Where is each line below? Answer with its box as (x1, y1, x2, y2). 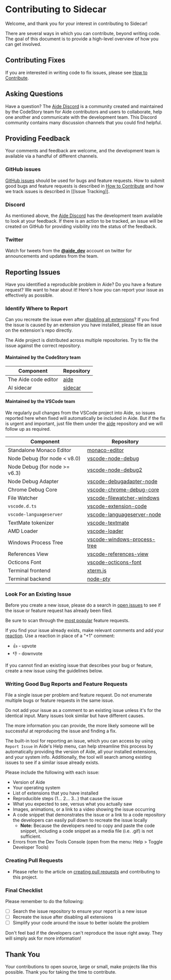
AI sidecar (8, 384, 32, 391)
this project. (12, 874, 38, 880)
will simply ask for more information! (5, 935, 81, 941)
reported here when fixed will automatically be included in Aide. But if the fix (5, 415, 165, 421)
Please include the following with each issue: (5, 770, 100, 776)
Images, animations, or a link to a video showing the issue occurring (12, 806, 156, 812)
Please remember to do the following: (5, 898, 84, 904)
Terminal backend (8, 575, 51, 582)
